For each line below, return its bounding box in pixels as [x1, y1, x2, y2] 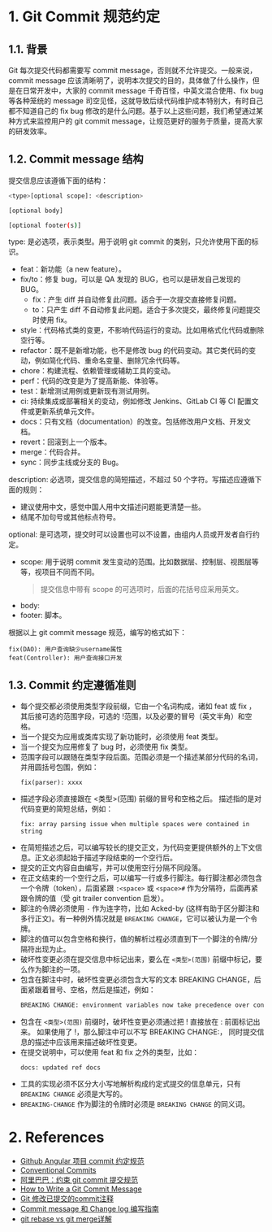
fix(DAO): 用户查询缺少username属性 [8, 646, 123, 654]
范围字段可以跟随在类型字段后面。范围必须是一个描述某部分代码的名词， [19, 752, 262, 762]
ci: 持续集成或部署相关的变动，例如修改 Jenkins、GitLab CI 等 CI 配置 [19, 396, 252, 407]
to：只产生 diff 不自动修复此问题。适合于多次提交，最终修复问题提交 [32, 305, 261, 315]
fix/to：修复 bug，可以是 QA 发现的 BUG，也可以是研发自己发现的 [19, 274, 241, 285]
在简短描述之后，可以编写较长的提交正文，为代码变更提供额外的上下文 [19, 842, 256, 852]
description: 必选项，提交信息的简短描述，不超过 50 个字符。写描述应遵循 [8, 475, 256, 485]
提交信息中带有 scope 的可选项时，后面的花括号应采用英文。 [40, 585, 244, 594]
